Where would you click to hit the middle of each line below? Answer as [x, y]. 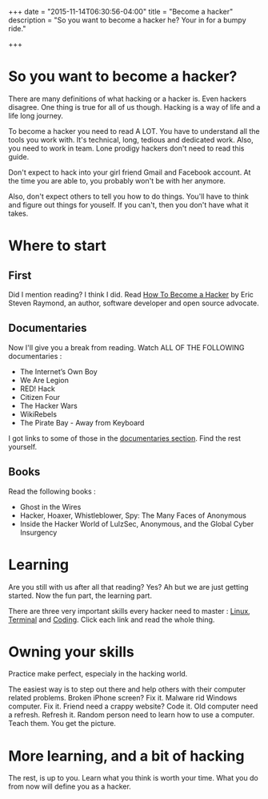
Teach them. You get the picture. [62, 724]
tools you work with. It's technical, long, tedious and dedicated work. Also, [131, 139]
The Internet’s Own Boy [58, 371]
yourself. [23, 446]
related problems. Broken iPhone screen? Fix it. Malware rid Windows [123, 698]
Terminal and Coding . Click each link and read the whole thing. [112, 619]
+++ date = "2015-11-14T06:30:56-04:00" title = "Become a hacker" [121, 12]
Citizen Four [40, 397]
